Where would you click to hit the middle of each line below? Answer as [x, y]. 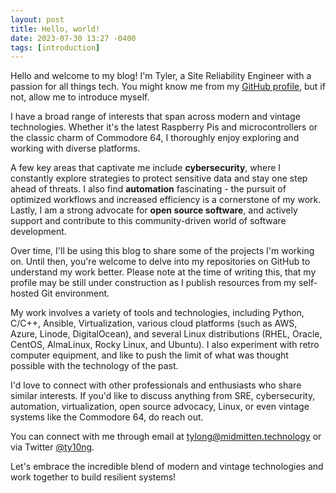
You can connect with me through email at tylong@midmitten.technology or [166, 437]
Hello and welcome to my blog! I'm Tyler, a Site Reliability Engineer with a [161, 76]
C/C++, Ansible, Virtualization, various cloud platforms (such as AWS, [154, 323]
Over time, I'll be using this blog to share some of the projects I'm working [162, 251]
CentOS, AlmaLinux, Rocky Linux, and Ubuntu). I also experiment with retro [165, 345]
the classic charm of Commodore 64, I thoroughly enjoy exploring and [155, 138]
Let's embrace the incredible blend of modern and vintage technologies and [167, 467]
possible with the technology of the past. [94, 366]
